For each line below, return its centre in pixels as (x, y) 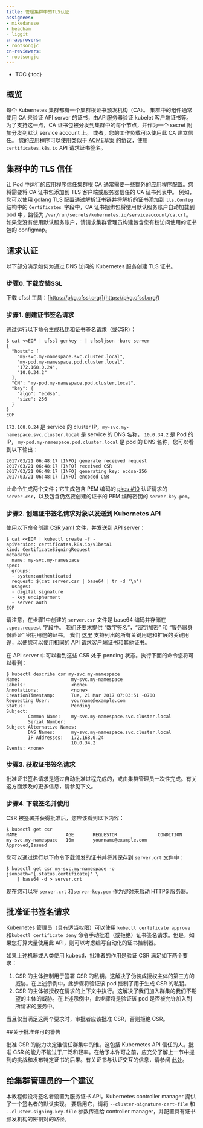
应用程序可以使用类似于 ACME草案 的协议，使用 (88, 140)
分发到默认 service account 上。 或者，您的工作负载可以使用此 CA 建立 (100, 133)
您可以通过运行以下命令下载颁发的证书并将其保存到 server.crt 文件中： (95, 857)
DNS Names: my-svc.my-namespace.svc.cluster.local (100, 732)
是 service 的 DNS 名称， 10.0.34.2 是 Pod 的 (137, 434)
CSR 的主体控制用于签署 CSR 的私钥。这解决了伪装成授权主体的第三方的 (105, 976)
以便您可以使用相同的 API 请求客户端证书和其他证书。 (83, 642)
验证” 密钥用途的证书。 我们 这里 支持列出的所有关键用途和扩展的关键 (98, 634)
